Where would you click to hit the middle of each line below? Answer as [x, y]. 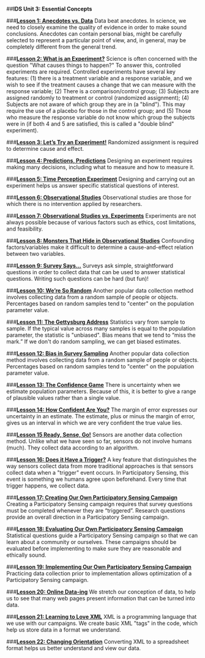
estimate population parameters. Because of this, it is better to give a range [101, 391]
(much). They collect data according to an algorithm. [73, 448]
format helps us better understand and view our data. [74, 648]
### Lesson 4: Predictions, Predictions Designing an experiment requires [99, 161]
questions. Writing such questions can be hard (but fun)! [77, 279]
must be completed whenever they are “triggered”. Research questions [96, 511]
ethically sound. [27, 555]
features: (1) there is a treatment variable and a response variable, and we [99, 78]
